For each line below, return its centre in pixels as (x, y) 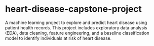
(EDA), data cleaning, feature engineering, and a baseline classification (77, 33)
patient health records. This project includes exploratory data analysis (76, 27)
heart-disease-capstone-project (74, 9)
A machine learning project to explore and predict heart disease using (76, 23)
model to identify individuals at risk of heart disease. (58, 38)
